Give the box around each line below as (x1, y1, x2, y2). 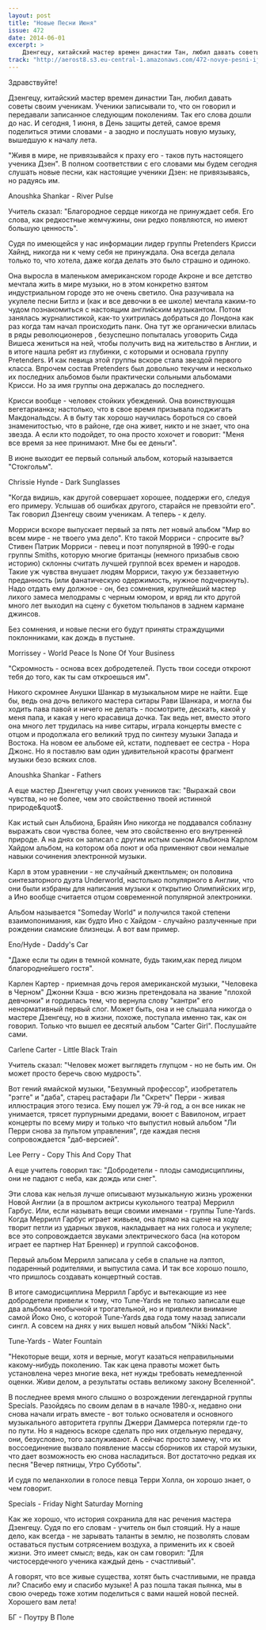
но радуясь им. (8, 175, 60, 185)
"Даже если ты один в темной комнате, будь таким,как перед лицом (8, 955, 242, 965)
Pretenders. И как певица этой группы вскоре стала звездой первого (8, 355, 242, 365)
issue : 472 (8, 26, 44, 34)
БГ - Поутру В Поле (8, 1612, 75, 1622)
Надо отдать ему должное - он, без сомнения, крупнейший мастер (8, 584, 237, 593)
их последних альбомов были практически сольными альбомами (8, 372, 232, 382)
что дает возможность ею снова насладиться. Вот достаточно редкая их (8, 1451, 256, 1460)
